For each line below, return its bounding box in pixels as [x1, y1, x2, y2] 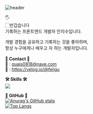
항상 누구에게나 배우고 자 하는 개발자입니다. [5, 45, 89, 51]
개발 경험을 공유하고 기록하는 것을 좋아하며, [5, 39, 89, 44]
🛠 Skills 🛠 [5, 76, 27, 82]
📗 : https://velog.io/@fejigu [5, 67, 60, 72]
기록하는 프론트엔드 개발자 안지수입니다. [5, 29, 82, 34]
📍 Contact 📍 [5, 56, 30, 62]
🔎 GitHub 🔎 [5, 93, 28, 98]
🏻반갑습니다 [5, 22, 30, 28]
